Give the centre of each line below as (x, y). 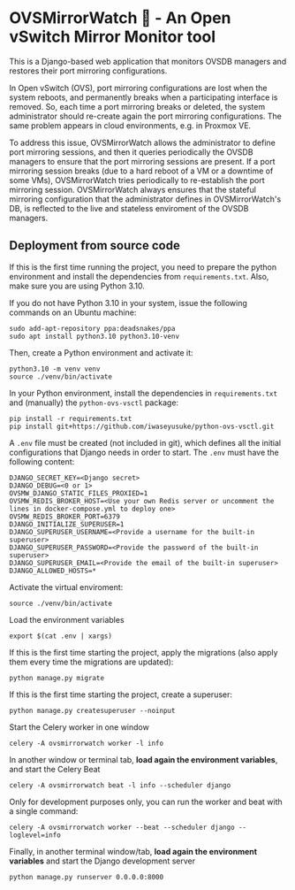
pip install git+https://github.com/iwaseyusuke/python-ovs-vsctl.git (142, 426)
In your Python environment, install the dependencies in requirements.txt (144, 393)
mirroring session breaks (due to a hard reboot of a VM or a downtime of (141, 171)
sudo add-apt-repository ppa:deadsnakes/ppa (92, 328)
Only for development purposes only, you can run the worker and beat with (146, 802)
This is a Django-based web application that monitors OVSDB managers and (148, 61)
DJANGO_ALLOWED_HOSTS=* (53, 571)
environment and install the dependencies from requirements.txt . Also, (139, 276)
